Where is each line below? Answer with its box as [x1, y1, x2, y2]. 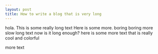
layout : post [5, 7, 32, 12]
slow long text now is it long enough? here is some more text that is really [5, 30, 153, 36]
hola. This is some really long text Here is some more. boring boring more [5, 25, 153, 30]
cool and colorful [5, 35, 40, 41]
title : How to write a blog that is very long [5, 12, 102, 16]
